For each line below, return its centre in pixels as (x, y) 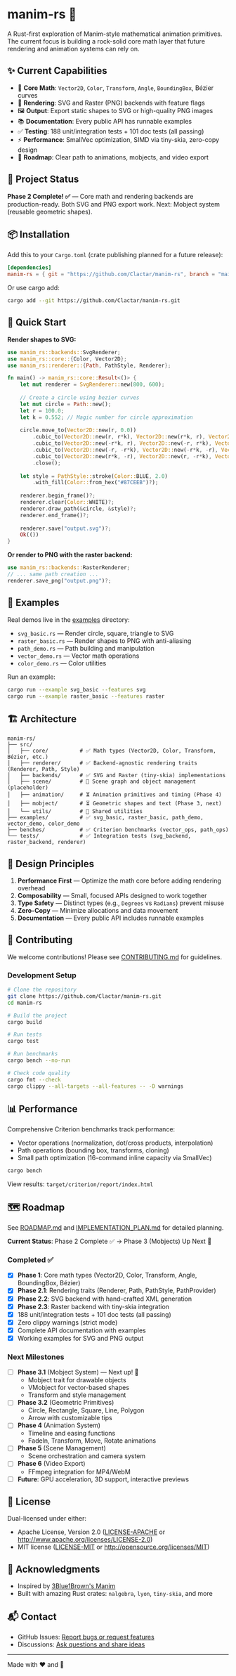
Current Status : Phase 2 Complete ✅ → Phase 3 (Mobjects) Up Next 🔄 (110, 1241)
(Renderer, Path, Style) (44, 769)
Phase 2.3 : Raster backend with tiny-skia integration (93, 1306)
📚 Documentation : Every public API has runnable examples (104, 121)
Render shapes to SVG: (42, 339)
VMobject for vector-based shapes (79, 1388)
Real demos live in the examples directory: (68, 619)
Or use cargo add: (33, 288)
